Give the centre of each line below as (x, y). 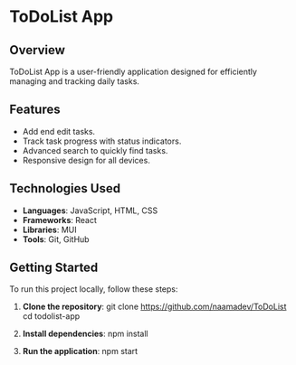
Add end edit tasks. (59, 131)
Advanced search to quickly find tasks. (95, 150)
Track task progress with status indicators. (102, 141)
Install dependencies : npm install (86, 334)
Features (35, 110)
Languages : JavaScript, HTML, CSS (90, 211)
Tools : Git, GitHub (56, 239)
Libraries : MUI (49, 229)
